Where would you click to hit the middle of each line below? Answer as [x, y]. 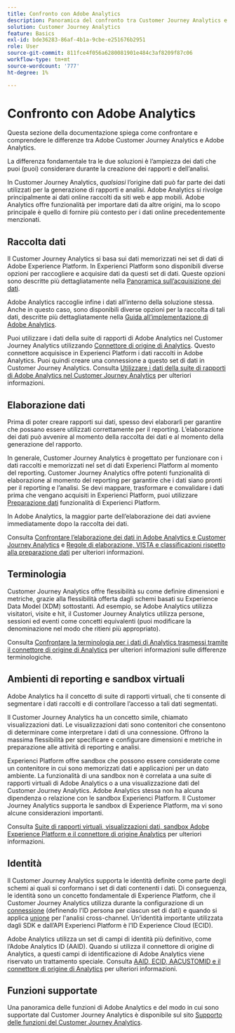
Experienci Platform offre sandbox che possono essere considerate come [114, 761]
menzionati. [24, 220]
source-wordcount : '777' [43, 66]
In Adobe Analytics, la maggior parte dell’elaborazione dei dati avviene [109, 516]
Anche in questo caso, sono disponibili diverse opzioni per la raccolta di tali [116, 310]
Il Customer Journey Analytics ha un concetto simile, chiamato [98, 717]
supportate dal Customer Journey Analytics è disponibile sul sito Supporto [115, 1015]
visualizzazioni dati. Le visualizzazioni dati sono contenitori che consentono [117, 725]
